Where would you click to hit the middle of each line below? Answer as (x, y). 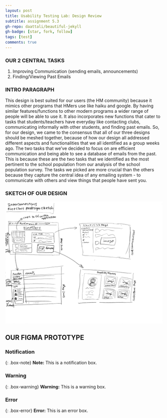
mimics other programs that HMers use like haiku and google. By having (79, 106)
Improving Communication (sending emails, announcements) (75, 71)
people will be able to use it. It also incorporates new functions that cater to (83, 117)
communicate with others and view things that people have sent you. (76, 180)
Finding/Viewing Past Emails (41, 77)
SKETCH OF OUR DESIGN (36, 193)
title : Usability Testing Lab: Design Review (53, 16)
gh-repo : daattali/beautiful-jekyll (43, 27)
